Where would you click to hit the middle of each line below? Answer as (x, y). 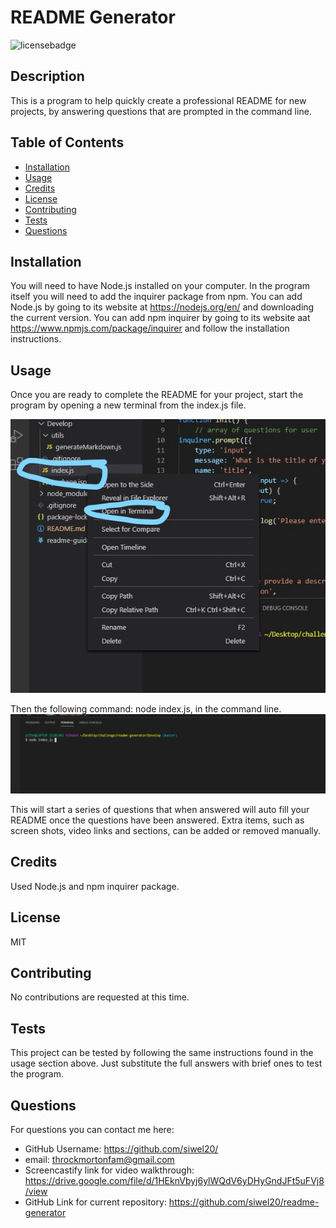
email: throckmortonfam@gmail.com (99, 1160)
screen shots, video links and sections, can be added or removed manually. (166, 830)
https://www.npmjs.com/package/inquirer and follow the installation (150, 328)
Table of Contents (67, 142)
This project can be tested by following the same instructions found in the (162, 1053)
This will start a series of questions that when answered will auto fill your (160, 809)
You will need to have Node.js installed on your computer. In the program (160, 286)
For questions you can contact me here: (92, 1130)
